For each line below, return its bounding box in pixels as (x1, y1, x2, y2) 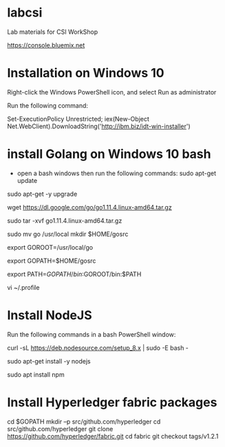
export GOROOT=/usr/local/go (7, 243, 94, 251)
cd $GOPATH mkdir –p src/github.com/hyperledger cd (7, 417, 161, 426)
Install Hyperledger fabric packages (7, 395, 217, 410)
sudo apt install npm (7, 370, 65, 379)
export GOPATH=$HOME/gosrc (7, 257, 96, 265)
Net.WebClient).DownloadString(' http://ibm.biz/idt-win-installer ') (7, 122, 191, 130)
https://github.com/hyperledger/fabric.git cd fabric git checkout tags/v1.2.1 (7, 432, 219, 440)
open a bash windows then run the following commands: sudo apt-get (17, 169, 217, 177)
